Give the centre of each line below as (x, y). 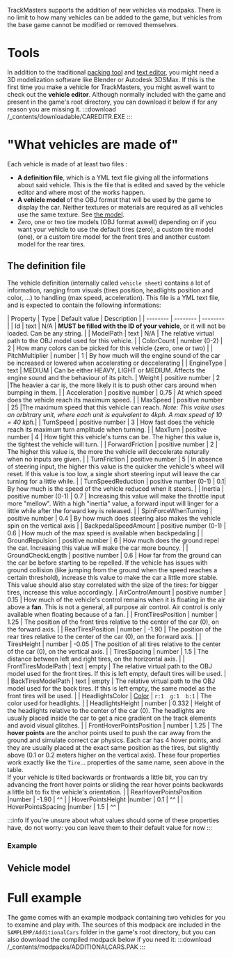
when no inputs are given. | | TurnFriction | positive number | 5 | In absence (115, 459)
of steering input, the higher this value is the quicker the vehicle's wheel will (116, 466)
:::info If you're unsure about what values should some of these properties (113, 820)
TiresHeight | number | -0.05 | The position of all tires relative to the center (114, 644)
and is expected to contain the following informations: (84, 305)
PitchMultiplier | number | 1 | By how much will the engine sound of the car (114, 355)
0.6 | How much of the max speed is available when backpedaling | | (105, 533)
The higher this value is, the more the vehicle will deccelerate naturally (109, 451)
